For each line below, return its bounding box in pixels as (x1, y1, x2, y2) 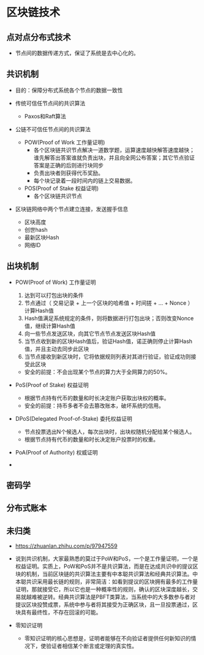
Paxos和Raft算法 (24, 112, 66, 120)
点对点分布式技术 (6, 32, 71, 42)
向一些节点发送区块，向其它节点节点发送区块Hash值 (24, 329, 156, 337)
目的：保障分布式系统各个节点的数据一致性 (15, 86, 123, 94)
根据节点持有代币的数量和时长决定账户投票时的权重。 (24, 435, 159, 443)
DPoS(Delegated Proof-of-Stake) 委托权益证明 (15, 415, 133, 422)
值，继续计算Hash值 (24, 322, 75, 329)
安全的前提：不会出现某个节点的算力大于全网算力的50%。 (24, 368, 171, 375)
